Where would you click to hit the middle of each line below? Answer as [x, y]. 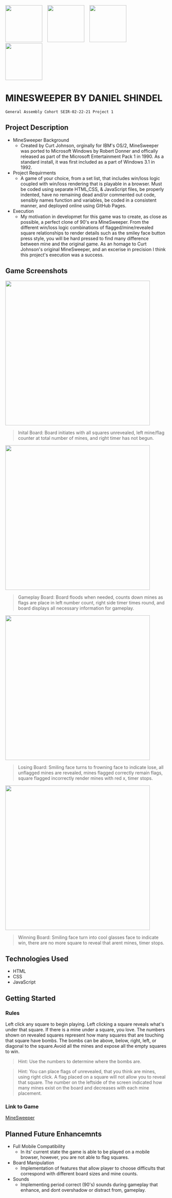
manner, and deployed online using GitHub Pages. [73, 205]
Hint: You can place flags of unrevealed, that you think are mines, [87, 1071]
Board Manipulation [33, 1163]
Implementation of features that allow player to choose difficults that [93, 1168]
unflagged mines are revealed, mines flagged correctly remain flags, [90, 773]
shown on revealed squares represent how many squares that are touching [85, 1035]
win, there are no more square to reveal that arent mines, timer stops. [91, 943]
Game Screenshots [36, 271]
